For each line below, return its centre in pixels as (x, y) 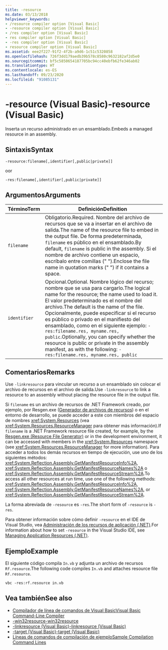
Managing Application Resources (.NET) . (47, 535)
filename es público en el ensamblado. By (93, 242)
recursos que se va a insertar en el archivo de (98, 224)
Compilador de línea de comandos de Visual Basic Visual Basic (76, 610)
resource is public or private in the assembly (97, 343)
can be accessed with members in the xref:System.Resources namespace (82, 442)
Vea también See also (39, 598)
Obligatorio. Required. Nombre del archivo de (97, 217)
